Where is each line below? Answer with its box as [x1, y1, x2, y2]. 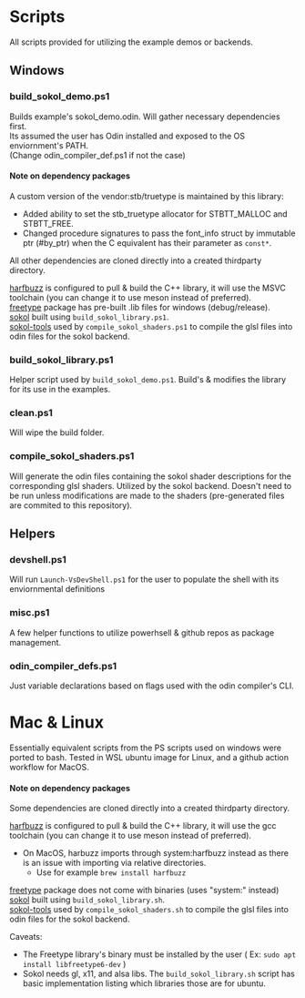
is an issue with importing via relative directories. [22, 858, 207, 869]
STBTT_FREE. [22, 218, 75, 229]
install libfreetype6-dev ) [22, 959, 127, 970]
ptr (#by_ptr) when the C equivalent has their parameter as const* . [22, 237, 272, 248]
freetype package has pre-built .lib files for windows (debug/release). [9, 301, 270, 312]
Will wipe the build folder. [9, 427, 105, 438]
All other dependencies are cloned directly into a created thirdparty [9, 255, 262, 266]
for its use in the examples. [9, 384, 111, 395]
